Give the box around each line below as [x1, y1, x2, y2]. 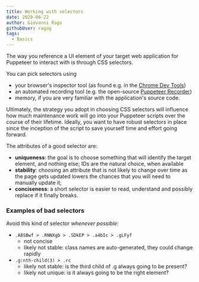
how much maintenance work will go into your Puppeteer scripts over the [6, 112, 185, 119]
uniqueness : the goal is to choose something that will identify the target [14, 154, 192, 161]
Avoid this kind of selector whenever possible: [6, 220, 119, 227]
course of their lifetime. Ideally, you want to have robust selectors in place [6, 118, 187, 125]
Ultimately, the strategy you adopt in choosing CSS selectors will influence [6, 106, 189, 113]
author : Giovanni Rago [6, 20, 62, 25]
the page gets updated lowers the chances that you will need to [14, 173, 171, 180]
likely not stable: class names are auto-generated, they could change [23, 244, 193, 251]
